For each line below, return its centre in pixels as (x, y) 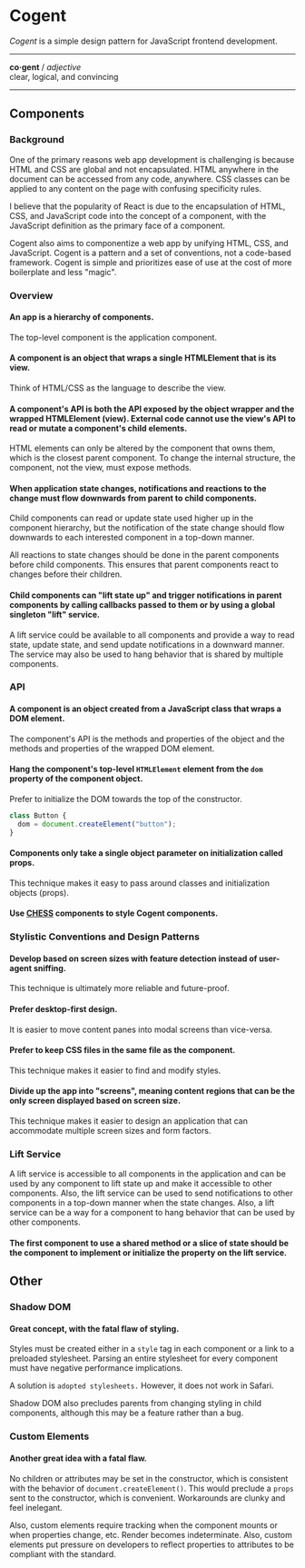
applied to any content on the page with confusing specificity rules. (135, 188)
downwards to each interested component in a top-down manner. (132, 538)
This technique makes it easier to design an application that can (128, 1121)
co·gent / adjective (45, 67)
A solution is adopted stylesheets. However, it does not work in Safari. (142, 1385)
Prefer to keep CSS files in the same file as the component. (123, 1050)
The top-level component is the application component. (113, 337)
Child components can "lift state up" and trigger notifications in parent (146, 595)
